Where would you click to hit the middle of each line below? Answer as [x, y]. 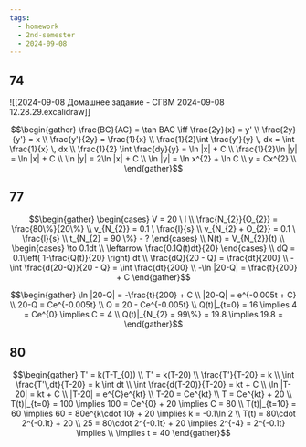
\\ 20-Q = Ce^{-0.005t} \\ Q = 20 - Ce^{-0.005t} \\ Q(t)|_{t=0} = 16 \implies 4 [153, 304]
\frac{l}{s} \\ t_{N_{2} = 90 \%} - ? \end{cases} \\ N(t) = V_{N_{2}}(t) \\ [153, 238]
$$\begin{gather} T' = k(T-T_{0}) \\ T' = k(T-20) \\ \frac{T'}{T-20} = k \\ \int [153, 374]
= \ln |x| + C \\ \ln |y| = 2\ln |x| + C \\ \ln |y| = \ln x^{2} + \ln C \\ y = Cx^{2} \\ [153, 159]
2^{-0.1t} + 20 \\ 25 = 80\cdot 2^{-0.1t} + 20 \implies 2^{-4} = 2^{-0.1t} [153, 423]
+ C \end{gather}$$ [153, 277]
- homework [38, 26]
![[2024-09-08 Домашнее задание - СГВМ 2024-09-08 [117, 102]
